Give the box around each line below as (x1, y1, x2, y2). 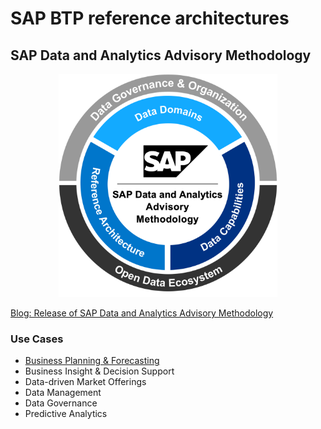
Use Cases (10, 332, 64, 346)
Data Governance (24, 397, 98, 409)
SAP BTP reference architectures (10, 7, 290, 30)
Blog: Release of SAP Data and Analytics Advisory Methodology (10, 307, 274, 319)
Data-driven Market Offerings (24, 376, 147, 388)
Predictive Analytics (24, 408, 108, 420)
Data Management (24, 387, 102, 399)
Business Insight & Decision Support (24, 365, 175, 377)
